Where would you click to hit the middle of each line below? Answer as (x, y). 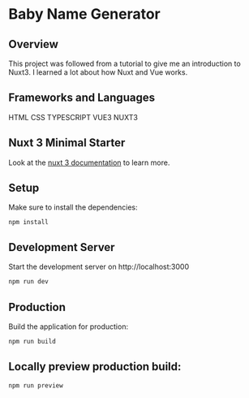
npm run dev (28, 282)
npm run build (32, 341)
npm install (28, 223)
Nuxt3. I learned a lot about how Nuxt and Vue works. (98, 72)
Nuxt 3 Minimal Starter (67, 143)
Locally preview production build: (95, 367)
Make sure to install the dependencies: (73, 207)
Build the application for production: (68, 327)
